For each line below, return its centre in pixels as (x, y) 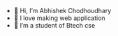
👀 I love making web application (60, 18)
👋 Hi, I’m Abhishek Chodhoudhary (62, 11)
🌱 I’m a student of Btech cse (54, 25)
